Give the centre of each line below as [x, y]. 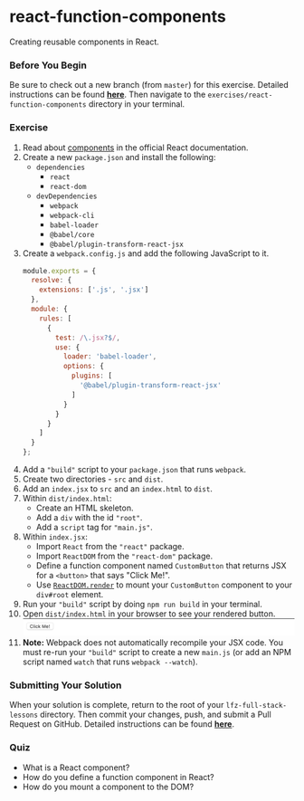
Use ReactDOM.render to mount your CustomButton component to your [164, 585]
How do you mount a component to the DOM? [108, 787]
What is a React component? [76, 768]
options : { [84, 367]
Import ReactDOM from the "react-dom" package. [124, 556]
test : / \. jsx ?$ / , [88, 338]
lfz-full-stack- [256, 706]
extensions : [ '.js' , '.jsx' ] [94, 290]
